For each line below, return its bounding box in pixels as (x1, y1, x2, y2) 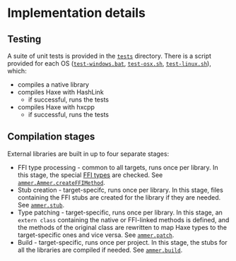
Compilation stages (7, 130, 95, 142)
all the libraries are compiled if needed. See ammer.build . (17, 245, 183, 254)
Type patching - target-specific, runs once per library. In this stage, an (17, 208, 223, 217)
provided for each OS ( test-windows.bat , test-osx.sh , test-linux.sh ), (7, 59, 212, 68)
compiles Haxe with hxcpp (17, 103, 95, 111)
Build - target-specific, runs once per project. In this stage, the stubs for (17, 238, 228, 246)
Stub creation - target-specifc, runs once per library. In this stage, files (17, 186, 224, 194)
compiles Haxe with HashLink (17, 88, 104, 96)
